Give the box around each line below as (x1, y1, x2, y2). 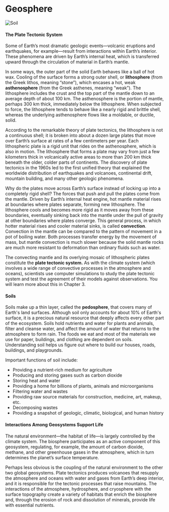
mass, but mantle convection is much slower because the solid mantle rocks (5, 239, 164, 245)
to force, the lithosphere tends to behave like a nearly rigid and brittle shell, (5, 106, 161, 113)
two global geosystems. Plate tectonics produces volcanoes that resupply (5, 469, 159, 476)
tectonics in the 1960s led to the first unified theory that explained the (5, 165, 150, 171)
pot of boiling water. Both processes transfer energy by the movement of (5, 234, 157, 240)
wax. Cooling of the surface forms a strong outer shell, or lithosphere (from (5, 74, 163, 80)
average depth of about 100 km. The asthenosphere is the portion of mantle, (5, 96, 164, 102)
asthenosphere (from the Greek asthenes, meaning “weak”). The (5, 85, 141, 91)
